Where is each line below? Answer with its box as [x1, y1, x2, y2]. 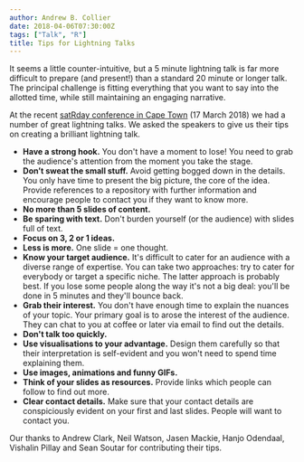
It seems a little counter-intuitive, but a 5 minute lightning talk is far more [9, 63, 280, 74]
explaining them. [22, 358, 85, 369]
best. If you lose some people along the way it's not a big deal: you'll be [22, 281, 290, 292]
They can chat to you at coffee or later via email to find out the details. [22, 319, 285, 330]
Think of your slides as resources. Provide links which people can [22, 377, 271, 388]
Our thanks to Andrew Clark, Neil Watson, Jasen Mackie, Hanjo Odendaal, [9, 433, 285, 444]
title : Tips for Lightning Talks [9, 38, 136, 48]
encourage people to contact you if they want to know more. [22, 194, 249, 205]
